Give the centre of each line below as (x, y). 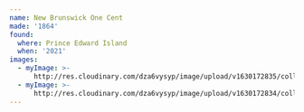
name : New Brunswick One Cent (66, 18)
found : (22, 34)
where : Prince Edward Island (72, 43)
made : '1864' (34, 26)
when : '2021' (42, 51)
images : (24, 60)
